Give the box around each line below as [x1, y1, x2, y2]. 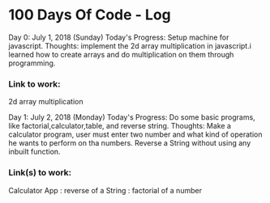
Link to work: [8, 78, 61, 90]
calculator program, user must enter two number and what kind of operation [8, 129, 263, 139]
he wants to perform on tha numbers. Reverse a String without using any [8, 138, 251, 148]
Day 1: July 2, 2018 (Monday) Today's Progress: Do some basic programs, [8, 112, 255, 122]
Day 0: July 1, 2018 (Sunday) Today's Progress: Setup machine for [8, 32, 229, 42]
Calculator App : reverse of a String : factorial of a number [8, 185, 203, 195]
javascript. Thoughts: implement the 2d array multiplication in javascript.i [8, 40, 251, 50]
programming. [8, 58, 56, 68]
